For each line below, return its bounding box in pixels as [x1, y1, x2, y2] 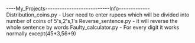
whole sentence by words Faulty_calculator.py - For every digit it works [6, 24, 180, 31]
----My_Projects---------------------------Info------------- [6, 5, 150, 12]
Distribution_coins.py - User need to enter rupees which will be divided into [6, 11, 190, 18]
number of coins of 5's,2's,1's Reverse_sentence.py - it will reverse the [6, 18, 178, 24]
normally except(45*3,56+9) [6, 30, 77, 37]
